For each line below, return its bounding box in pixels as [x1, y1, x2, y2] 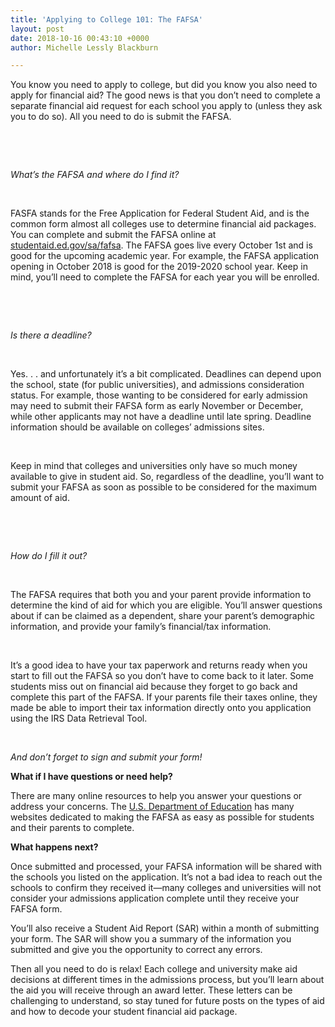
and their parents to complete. [10, 822, 135, 834]
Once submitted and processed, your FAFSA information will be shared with [10, 861, 323, 873]
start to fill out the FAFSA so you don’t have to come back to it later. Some [10, 670, 314, 682]
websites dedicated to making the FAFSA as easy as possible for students [10, 811, 315, 823]
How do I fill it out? [10, 550, 88, 562]
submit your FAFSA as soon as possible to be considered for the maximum [10, 481, 317, 493]
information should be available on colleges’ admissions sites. [10, 421, 265, 433]
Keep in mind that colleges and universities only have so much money [10, 460, 298, 472]
